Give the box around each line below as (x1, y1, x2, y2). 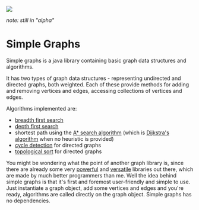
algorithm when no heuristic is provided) (14, 135, 114, 142)
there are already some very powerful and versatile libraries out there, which (6, 166, 194, 173)
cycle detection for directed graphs (14, 141, 102, 148)
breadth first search (14, 116, 64, 124)
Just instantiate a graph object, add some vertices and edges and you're (6, 184, 184, 192)
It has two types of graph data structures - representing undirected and (6, 75, 181, 82)
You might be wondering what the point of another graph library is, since (6, 159, 184, 166)
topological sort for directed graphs (14, 148, 102, 155)
